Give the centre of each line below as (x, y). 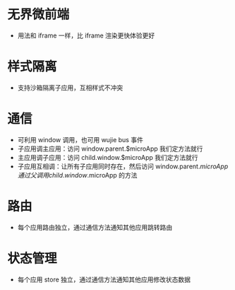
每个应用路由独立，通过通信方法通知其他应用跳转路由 (95, 227)
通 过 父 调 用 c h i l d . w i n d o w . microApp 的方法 (77, 175)
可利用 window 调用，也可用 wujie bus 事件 (80, 139)
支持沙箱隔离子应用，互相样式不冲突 (70, 87)
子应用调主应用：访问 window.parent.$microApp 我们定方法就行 (110, 149)
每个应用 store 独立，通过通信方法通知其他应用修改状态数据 (104, 279)
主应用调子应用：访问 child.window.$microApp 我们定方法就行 (108, 157)
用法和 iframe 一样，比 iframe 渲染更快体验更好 (86, 35)
